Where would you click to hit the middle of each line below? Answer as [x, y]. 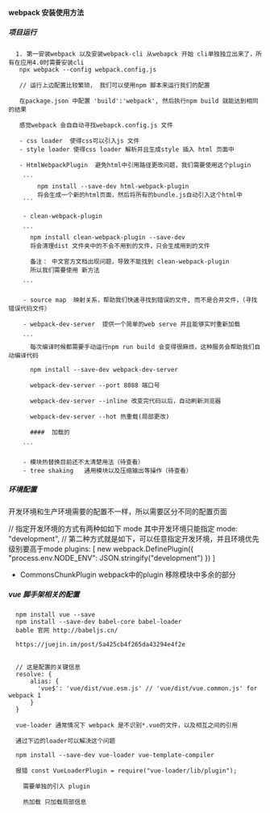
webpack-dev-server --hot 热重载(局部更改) [100, 416]
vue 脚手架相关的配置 [44, 595]
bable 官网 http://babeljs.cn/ [67, 630]
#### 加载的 [50, 432]
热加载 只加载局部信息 [55, 802]
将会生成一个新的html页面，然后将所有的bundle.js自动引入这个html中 [140, 195]
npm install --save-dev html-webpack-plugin [113, 186]
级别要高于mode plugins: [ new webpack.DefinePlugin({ [101, 549]
